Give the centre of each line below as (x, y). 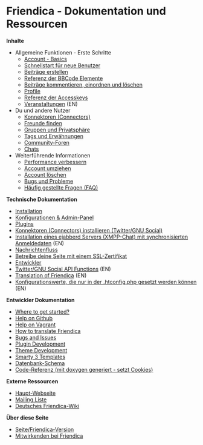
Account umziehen (47, 168)
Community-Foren (47, 142)
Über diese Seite (27, 417)
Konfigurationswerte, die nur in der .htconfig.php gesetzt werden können (106, 282)
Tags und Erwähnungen (53, 136)
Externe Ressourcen (32, 381)
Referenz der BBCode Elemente (63, 78)
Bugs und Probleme (49, 181)
